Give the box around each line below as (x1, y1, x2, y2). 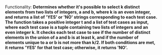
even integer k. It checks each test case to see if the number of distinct (5, 30, 151, 35)
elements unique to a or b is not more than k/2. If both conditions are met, (5, 40, 156, 45)
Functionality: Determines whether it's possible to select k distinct (5, 4, 140, 10)
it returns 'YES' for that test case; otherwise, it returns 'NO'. (5, 45, 128, 50)
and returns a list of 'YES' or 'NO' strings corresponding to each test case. (5, 14, 157, 20)
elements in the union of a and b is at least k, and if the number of (5, 34, 139, 40)
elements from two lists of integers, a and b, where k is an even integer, (5, 9, 151, 15)
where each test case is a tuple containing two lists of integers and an (5, 24, 148, 30)
